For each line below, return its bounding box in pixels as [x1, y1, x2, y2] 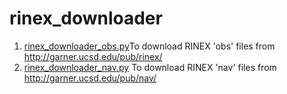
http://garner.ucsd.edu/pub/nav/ [23, 72, 157, 84]
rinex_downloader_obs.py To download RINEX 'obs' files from [23, 40, 276, 52]
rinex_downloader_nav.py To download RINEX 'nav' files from [23, 61, 277, 73]
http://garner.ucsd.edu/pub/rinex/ [23, 50, 163, 62]
